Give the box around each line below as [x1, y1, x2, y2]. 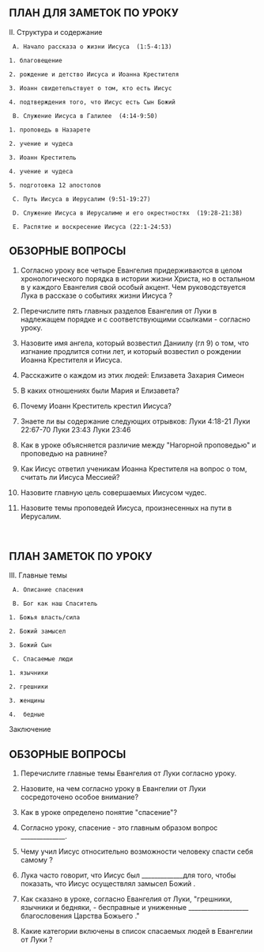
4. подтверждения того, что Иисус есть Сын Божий [9, 98, 176, 106]
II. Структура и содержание [9, 27, 103, 36]
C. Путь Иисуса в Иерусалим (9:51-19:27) [12, 195, 151, 203]
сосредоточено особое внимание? [20, 792, 139, 802]
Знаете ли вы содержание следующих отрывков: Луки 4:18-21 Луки [20, 416, 251, 426]
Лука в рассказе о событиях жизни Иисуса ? [20, 291, 173, 300]
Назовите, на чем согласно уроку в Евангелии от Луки [20, 784, 206, 794]
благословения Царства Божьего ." [20, 911, 141, 921]
